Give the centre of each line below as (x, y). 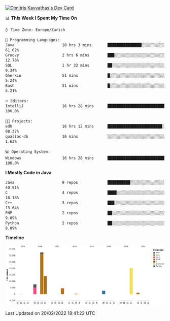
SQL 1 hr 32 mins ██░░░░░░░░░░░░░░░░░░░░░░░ (85, 66)
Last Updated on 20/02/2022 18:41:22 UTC (50, 313)
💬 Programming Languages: (32, 40)
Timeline (15, 238)
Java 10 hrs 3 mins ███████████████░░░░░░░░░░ (85, 45)
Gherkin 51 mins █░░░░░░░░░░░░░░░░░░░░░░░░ (85, 76)
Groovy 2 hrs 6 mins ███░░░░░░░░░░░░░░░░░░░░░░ (85, 55)
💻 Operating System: (28, 152)
